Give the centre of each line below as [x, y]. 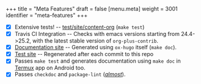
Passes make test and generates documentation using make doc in [97, 61]
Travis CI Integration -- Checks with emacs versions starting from [97, 34]
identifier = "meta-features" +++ [47, 15]
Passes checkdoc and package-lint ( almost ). [70, 74]
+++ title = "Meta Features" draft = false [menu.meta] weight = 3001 [92, 9]
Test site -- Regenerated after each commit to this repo [84, 54]
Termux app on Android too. [50, 68]
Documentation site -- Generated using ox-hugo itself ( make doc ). [96, 47]
